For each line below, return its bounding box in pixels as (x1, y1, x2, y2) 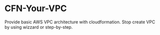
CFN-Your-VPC (4, 3, 67, 14)
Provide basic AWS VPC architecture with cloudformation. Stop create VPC (4, 19, 156, 25)
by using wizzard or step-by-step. (4, 24, 73, 30)
